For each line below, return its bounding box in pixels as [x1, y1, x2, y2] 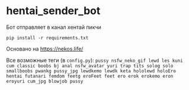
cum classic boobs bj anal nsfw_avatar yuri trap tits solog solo [6, 63, 174, 69]
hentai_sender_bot [6, 4, 101, 18]
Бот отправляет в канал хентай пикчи [6, 24, 102, 31]
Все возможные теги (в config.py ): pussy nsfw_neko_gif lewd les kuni [6, 56, 184, 64]
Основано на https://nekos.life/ [6, 45, 84, 52]
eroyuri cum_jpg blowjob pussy [6, 78, 84, 84]
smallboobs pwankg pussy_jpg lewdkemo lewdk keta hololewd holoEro [6, 68, 177, 74]
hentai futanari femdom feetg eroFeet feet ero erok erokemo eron [6, 73, 174, 79]
